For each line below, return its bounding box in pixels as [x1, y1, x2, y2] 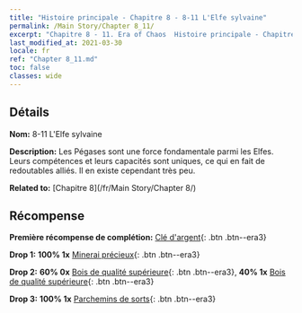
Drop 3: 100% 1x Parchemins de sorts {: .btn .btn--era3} [9, 293, 217, 305]
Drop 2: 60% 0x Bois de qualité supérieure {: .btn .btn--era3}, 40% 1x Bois [9, 266, 286, 278]
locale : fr [9, 47, 50, 56]
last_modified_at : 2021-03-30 [9, 38, 123, 48]
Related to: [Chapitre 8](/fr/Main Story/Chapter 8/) [9, 182, 197, 193]
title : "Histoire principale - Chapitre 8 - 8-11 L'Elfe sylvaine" [9, 13, 268, 22]
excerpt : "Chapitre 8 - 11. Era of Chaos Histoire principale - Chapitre [9, 30, 296, 39]
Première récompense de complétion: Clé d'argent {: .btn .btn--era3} [9, 232, 267, 243]
